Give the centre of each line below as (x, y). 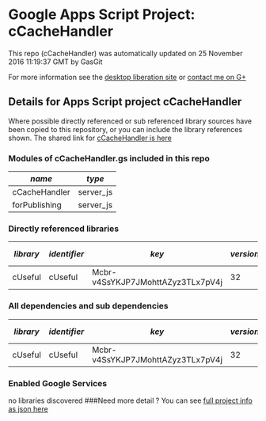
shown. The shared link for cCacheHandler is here (90, 138)
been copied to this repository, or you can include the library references (125, 129)
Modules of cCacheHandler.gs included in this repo (109, 158)
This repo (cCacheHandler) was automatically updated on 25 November (125, 53)
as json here (28, 408)
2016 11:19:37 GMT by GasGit (55, 62)
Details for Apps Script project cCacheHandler (125, 102)
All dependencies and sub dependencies (88, 306)
